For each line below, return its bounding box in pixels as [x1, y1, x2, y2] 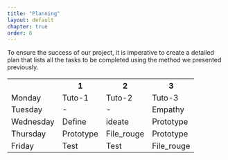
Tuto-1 [62, 93, 89, 103]
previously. [7, 63, 39, 71]
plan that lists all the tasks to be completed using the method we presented [7, 56, 222, 64]
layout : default [7, 17, 54, 24]
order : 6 [7, 29, 33, 37]
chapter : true [7, 23, 49, 30]
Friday [11, 141, 35, 151]
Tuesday [11, 105, 43, 115]
